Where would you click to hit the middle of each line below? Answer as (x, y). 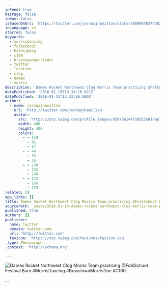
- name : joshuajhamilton (35, 106)
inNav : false (18, 19)
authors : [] (17, 215)
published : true (22, 211)
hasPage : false (21, 14)
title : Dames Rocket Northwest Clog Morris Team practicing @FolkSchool (81, 201)
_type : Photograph (24, 243)
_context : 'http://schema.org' (37, 247)
